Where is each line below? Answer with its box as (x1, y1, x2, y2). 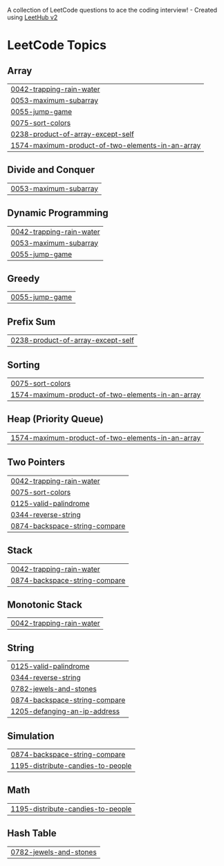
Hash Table (7, 827, 57, 839)
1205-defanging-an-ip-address (10, 706, 120, 716)
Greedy (7, 273, 40, 285)
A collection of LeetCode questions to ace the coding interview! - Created (7, 6, 218, 14)
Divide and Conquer (7, 164, 95, 176)
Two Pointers (7, 456, 66, 469)
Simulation (7, 730, 55, 742)
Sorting (7, 359, 40, 370)
